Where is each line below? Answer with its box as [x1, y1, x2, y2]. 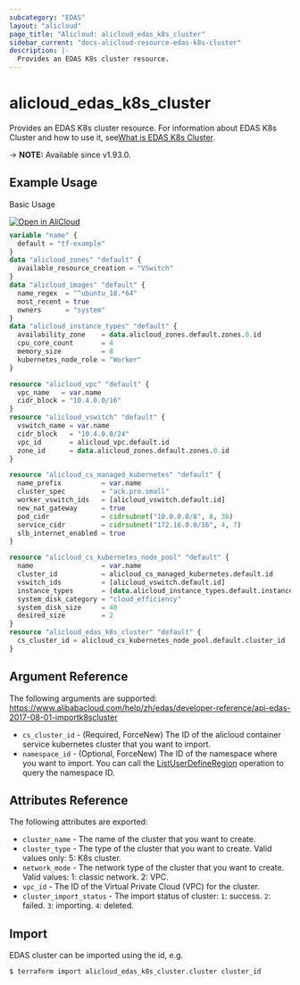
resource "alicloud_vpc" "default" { [9, 380, 150, 388]
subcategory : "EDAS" [9, 13, 87, 22]
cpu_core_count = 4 [17, 338, 114, 348]
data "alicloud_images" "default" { [9, 280, 146, 289]
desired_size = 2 [17, 611, 114, 621]
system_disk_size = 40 [17, 603, 118, 612]
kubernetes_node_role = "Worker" [17, 355, 142, 364]
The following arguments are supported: [9, 693, 158, 704]
